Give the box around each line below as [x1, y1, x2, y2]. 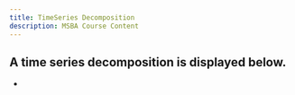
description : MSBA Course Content [9, 22, 140, 30]
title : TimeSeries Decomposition [9, 13, 135, 22]
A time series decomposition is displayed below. [9, 55, 287, 70]
